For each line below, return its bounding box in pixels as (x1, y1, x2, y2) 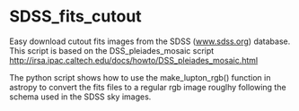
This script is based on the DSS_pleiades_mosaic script (9, 45, 215, 55)
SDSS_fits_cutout (9, 6, 142, 27)
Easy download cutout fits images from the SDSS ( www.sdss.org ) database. (9, 36, 291, 47)
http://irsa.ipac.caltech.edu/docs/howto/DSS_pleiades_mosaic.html (9, 55, 259, 65)
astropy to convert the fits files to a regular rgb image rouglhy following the (9, 81, 286, 92)
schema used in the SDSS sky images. (9, 91, 152, 102)
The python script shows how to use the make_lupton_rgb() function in (9, 72, 271, 82)
